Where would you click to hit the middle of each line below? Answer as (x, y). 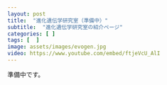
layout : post (27, 14)
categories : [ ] (31, 34)
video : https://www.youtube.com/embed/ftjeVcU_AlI (84, 54)
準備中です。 (26, 74)
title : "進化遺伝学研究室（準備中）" (58, 21)
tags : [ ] (23, 40)
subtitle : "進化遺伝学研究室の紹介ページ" (65, 27)
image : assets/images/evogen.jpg (57, 47)
